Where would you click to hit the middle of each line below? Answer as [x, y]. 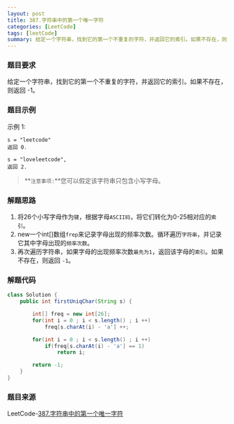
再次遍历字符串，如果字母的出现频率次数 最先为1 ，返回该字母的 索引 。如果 [120, 252]
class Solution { [32, 295]
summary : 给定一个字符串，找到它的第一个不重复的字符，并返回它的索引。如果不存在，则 [117, 40]
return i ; [71, 352]
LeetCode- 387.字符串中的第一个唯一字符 [65, 414]
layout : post [26, 14]
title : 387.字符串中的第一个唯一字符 [56, 20]
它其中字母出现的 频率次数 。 [55, 243]
